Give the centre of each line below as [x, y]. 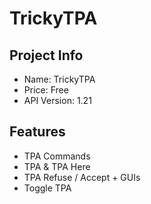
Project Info [46, 55]
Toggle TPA [47, 188]
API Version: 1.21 [57, 100]
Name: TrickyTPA [59, 79]
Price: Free [46, 90]
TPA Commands [57, 156]
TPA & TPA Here [57, 166]
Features [37, 132]
